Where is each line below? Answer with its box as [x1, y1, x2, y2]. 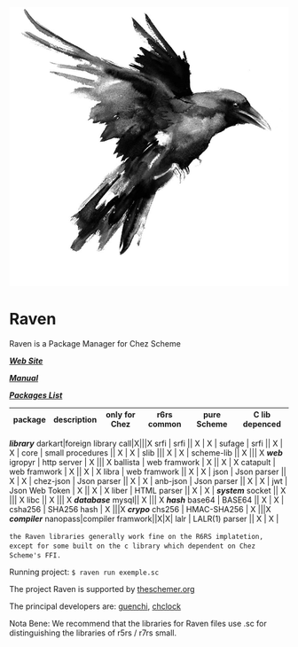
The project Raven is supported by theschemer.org [9, 583, 195, 594]
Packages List [9, 389, 63, 401]
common [147, 419, 182, 430]
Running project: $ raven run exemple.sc [9, 566, 160, 577]
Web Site [9, 355, 43, 366]
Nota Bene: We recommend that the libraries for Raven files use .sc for [9, 618, 268, 628]
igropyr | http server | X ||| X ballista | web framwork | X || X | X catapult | [9, 456, 277, 467]
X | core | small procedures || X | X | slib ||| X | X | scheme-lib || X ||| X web [9, 447, 284, 458]
